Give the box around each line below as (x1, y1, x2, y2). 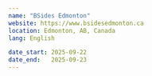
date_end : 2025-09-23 (8, 56, 88, 64)
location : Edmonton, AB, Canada (8, 26, 115, 34)
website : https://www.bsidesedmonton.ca (8, 19, 145, 27)
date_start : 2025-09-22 (8, 49, 88, 57)
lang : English (8, 34, 56, 42)
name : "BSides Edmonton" (8, 11, 91, 20)
